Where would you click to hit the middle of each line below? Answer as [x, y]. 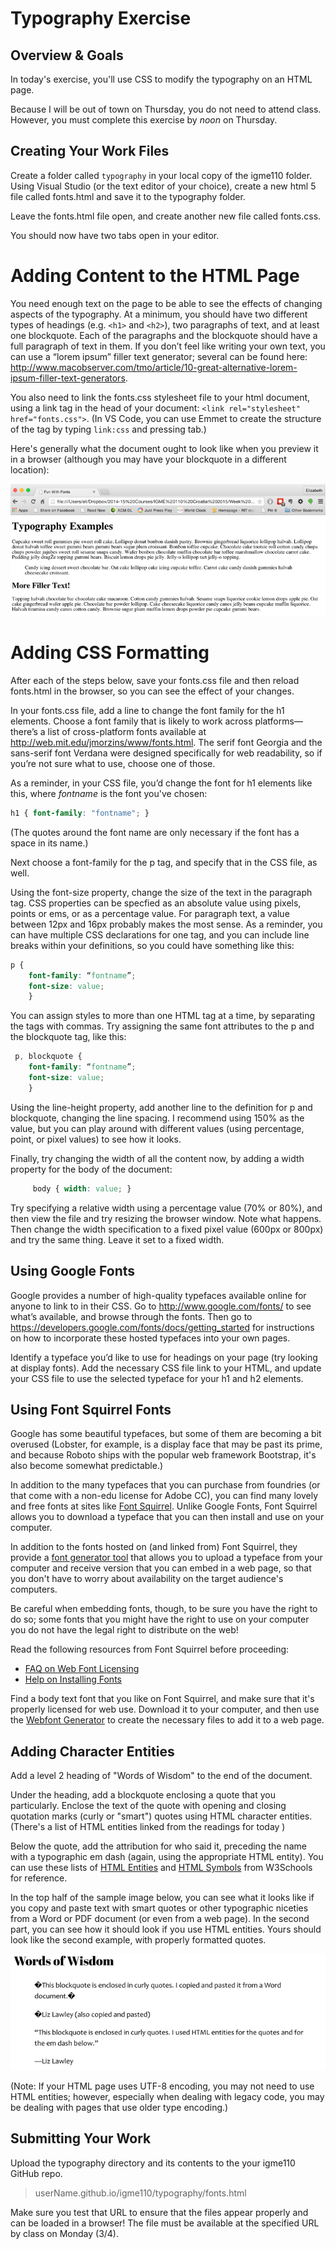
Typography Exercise [101, 18]
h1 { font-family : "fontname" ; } [80, 813]
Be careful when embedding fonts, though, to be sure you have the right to [164, 1609]
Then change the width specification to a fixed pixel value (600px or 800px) [167, 1229]
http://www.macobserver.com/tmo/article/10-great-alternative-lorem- [154, 367]
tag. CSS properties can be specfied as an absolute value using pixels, [156, 903]
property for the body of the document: [91, 1169]
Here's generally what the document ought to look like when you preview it [164, 448]
